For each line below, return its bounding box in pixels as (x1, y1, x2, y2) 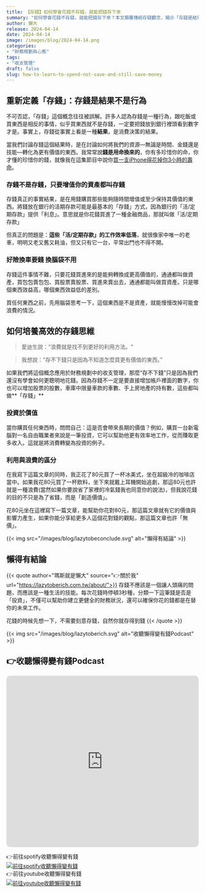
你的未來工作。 (6, 604, 44, 611)
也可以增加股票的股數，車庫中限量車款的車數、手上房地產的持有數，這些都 (6, 385, 193, 392)
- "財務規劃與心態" (6, 49, 49, 55)
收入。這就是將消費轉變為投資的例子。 (11, 439, 108, 446)
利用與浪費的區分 (6, 455, 57, 464)
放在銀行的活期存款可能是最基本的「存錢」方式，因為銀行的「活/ (27, 203, 190, 210)
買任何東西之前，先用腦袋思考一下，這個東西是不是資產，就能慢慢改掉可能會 (6, 299, 199, 306)
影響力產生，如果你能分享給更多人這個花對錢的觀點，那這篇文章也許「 (6, 514, 183, 522)
